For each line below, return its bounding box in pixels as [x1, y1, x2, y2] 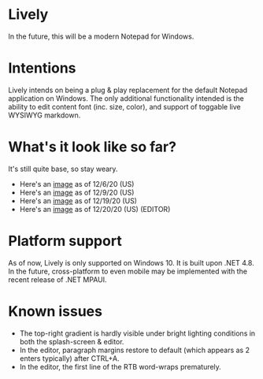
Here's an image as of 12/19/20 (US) [19, 195, 138, 206]
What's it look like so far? [8, 138, 177, 156]
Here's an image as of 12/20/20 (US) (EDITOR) [19, 204, 171, 214]
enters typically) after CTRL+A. [19, 353, 120, 363]
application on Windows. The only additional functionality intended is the [8, 93, 244, 103]
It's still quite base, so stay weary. [8, 164, 118, 173]
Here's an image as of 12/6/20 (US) [19, 179, 135, 188]
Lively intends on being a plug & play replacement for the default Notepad [8, 85, 248, 95]
